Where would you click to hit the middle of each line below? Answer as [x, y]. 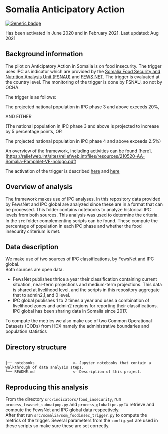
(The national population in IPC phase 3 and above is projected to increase [82, 126]
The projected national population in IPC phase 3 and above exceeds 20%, [82, 107]
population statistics [26, 331]
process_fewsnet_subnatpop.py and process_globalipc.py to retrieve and [80, 405]
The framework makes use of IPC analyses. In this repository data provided [83, 199]
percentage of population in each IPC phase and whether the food [73, 226]
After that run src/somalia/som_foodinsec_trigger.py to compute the [76, 415]
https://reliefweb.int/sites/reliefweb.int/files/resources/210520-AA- [76, 156]
